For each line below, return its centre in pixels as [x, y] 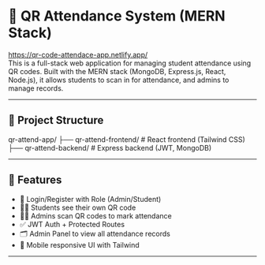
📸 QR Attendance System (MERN [117, 16]
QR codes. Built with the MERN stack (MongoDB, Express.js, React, [117, 71]
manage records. [36, 88]
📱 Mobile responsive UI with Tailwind [79, 244]
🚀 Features [35, 180]
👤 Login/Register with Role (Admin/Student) [90, 199]
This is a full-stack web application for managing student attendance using [130, 63]
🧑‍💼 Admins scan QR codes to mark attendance [95, 215]
